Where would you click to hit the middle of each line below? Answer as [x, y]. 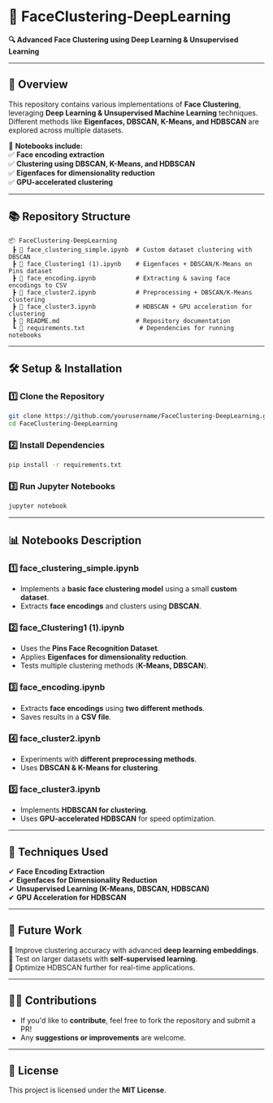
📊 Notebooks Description [75, 540]
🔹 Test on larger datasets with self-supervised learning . [103, 958]
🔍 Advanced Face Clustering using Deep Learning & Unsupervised [123, 39]
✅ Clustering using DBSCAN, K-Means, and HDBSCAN [102, 163]
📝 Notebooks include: [46, 146]
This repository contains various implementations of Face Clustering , [125, 104]
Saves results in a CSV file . [66, 717]
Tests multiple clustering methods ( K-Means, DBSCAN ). [114, 665]
